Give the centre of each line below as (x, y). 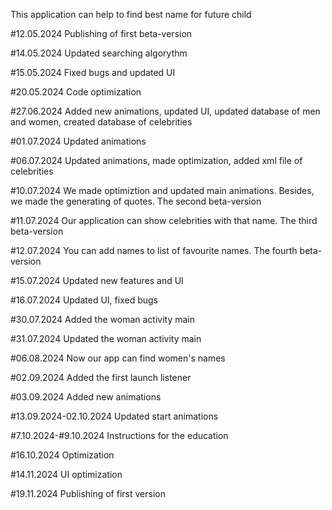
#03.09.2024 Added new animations (86, 397)
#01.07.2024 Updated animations (78, 141)
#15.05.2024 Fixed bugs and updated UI (93, 72)
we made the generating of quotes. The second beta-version (136, 201)
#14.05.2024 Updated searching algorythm (99, 53)
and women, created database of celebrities (101, 122)
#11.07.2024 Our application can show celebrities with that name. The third (164, 220)
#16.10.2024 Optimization (62, 455)
